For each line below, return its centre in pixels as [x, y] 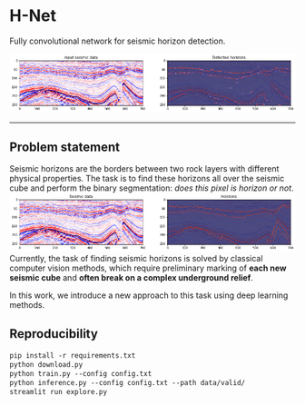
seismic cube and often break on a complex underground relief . [132, 278]
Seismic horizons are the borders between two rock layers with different [144, 169]
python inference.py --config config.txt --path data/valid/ [128, 383]
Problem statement [65, 147]
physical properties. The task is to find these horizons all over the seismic [147, 179]
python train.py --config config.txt [81, 374]
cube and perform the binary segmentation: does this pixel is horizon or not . [152, 188]
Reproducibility [54, 334]
